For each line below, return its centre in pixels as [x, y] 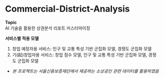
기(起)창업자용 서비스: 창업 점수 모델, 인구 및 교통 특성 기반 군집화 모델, [80, 55]
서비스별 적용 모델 [22, 38]
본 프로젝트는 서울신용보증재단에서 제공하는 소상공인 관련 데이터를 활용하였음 [85, 71]
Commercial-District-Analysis [67, 9]
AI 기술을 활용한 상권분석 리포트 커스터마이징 [48, 28]
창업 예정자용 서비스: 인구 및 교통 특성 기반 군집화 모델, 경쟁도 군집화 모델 [82, 48]
